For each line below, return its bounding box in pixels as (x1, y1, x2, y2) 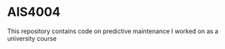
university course (7, 34, 57, 42)
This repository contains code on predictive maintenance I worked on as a (7, 27, 219, 35)
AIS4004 (7, 4, 61, 20)
